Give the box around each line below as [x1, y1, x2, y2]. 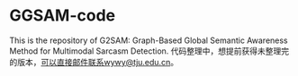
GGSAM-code [9, 5, 116, 26]
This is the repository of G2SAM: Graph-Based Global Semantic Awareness [9, 35, 288, 46]
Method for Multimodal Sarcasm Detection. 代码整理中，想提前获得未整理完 [9, 46, 290, 56]
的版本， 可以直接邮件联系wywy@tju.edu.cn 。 [9, 56, 178, 67]
